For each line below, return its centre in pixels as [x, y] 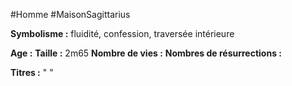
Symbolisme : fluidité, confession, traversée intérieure [122, 33]
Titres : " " [32, 72]
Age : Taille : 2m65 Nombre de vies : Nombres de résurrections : [146, 53]
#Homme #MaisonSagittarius [70, 14]
